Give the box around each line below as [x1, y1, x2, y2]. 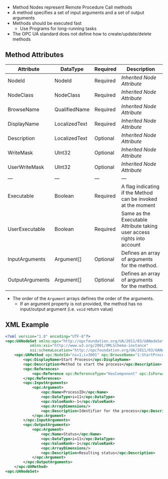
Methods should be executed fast [12, 20, 82, 26]
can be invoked [121, 195, 157, 202]
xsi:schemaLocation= [29, 348, 72, 353]
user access [121, 228, 150, 235]
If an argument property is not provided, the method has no [19, 301, 142, 307]
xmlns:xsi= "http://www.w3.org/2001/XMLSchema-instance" [29, 343, 149, 348]
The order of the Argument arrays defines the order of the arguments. [12, 295, 154, 301]
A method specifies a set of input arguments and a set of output [12, 10, 144, 16]
